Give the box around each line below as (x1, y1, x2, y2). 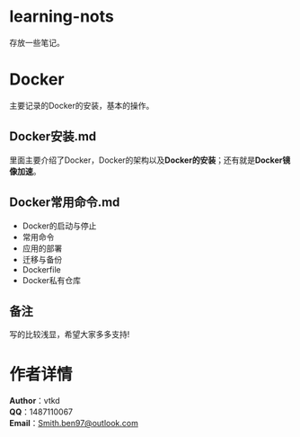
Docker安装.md (9, 129, 97, 145)
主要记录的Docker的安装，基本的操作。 (9, 100, 154, 111)
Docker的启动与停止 (22, 220, 97, 231)
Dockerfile (22, 263, 61, 275)
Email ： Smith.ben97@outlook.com (9, 418, 139, 429)
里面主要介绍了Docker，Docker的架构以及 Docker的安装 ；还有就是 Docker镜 (9, 155, 291, 165)
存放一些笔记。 (9, 37, 65, 48)
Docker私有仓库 (22, 274, 82, 285)
